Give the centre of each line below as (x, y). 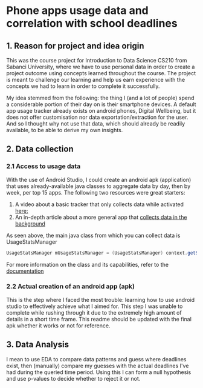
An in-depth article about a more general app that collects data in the (101, 217)
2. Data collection (40, 149)
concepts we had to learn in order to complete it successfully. (83, 86)
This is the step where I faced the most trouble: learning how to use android (101, 299)
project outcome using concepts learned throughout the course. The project (101, 73)
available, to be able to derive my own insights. (65, 130)
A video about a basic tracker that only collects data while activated (99, 204)
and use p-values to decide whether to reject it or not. (73, 378)
